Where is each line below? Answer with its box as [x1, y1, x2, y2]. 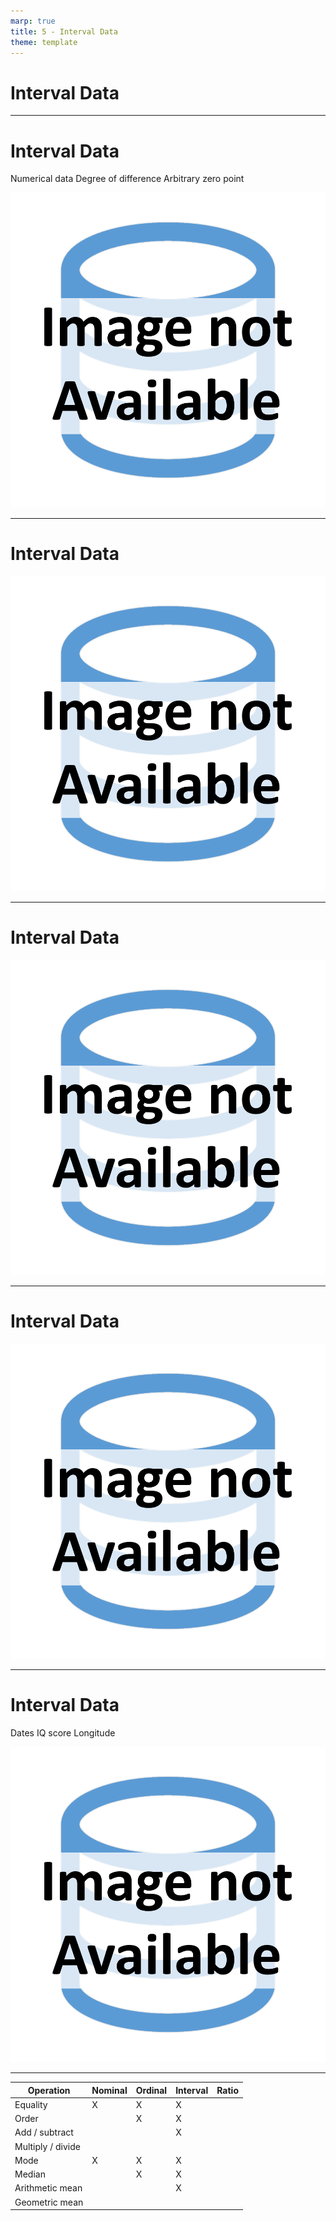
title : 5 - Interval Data [10, 26, 118, 37]
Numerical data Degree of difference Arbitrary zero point [10, 173, 245, 185]
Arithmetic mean [14, 2182, 83, 2194]
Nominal [91, 2084, 128, 2096]
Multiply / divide [14, 2140, 81, 2152]
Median [14, 2168, 46, 2180]
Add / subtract [14, 2126, 74, 2139]
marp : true [10, 16, 56, 26]
